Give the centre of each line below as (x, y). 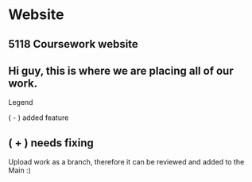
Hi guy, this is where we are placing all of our (121, 70)
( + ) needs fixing (51, 143)
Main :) (20, 170)
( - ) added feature (39, 118)
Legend (21, 103)
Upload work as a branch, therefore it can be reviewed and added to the (126, 162)
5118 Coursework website (74, 44)
